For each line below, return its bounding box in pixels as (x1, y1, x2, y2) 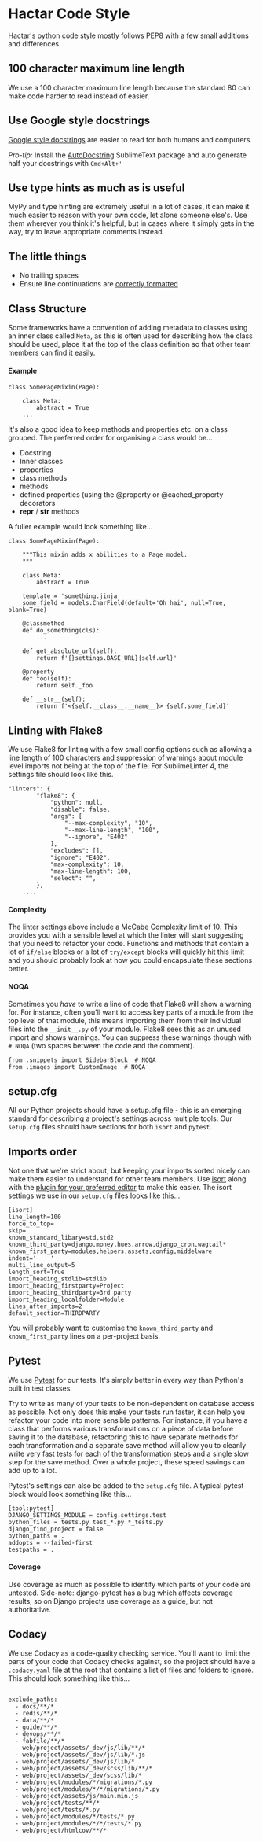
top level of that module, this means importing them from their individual (8, 1016, 242, 1026)
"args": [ (49, 812, 82, 820)
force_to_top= (8, 1220, 55, 1228)
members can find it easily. (8, 348, 96, 357)
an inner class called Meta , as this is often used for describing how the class (8, 331, 253, 341)
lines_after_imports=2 (8, 1302, 82, 1310)
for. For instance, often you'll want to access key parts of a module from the (8, 1008, 254, 1017)
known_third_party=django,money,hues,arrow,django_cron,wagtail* (8, 1240, 226, 1249)
